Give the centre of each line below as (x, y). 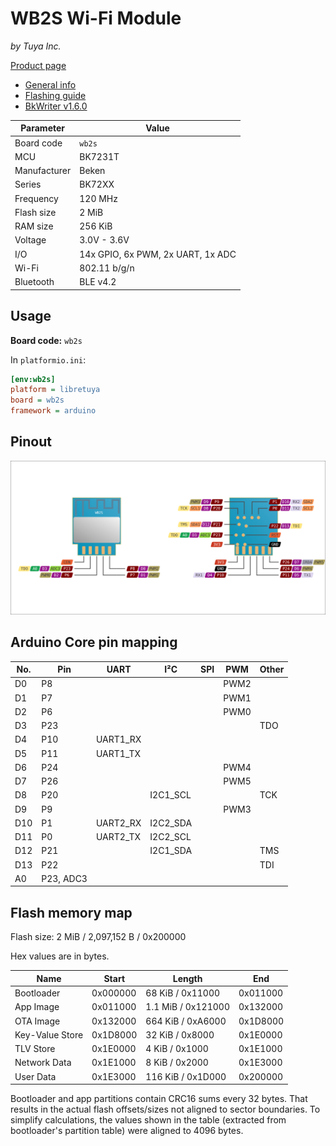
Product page (38, 65)
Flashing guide (55, 95)
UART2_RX (118, 823)
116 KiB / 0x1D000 (186, 1076)
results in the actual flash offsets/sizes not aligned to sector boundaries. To (165, 1109)
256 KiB (96, 226)
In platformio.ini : (48, 359)
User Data (35, 1076)
